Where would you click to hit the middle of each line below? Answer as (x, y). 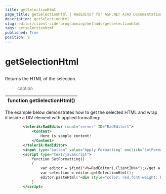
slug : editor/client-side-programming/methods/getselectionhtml (73, 24)
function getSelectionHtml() (41, 100)
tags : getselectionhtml (30, 28)
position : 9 (17, 38)
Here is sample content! (66, 136)
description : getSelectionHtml (37, 19)
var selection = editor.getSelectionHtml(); (87, 173)
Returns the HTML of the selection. (41, 79)
